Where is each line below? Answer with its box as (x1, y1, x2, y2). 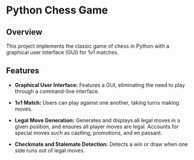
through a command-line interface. (14, 88, 99, 95)
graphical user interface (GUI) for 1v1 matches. (6, 49, 119, 56)
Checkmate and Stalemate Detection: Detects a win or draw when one (14, 141, 188, 148)
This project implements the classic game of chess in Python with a (6, 42, 169, 49)
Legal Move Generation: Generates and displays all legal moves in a (14, 116, 180, 124)
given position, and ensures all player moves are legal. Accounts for (14, 123, 179, 130)
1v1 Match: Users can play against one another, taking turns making (14, 99, 179, 106)
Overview (6, 27, 43, 37)
